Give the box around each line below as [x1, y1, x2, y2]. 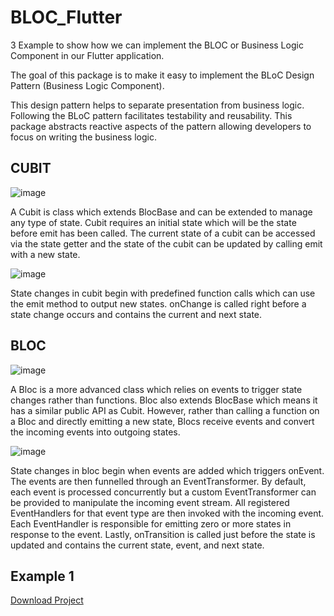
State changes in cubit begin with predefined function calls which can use [10, 287, 316, 299]
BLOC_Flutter [10, 6, 123, 29]
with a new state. [10, 248, 81, 260]
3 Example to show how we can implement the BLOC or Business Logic [10, 39, 304, 51]
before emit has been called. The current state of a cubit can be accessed [10, 227, 316, 239]
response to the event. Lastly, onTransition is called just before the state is [10, 528, 316, 540]
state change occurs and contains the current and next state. [10, 308, 263, 320]
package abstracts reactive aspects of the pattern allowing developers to [10, 120, 312, 132]
